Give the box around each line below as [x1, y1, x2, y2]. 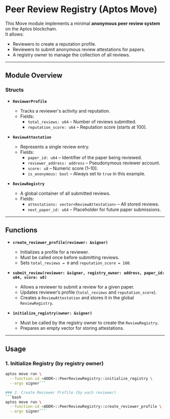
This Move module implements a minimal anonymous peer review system [5, 20, 160, 26]
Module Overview [5, 71, 63, 80]
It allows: [5, 31, 24, 37]
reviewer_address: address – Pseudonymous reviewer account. [27, 160, 160, 166]
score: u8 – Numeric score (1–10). [27, 165, 99, 171]
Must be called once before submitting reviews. [20, 255, 120, 261]
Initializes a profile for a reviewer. [20, 249, 90, 255]
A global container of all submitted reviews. [20, 190, 111, 196]
